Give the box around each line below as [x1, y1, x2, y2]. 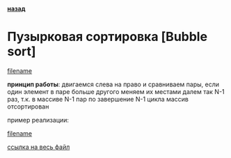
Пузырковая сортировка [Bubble [7, 29, 207, 45]
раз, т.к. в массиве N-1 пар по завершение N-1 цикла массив [7, 95, 189, 103]
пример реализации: [7, 116, 70, 124]
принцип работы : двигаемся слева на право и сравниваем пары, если [7, 80, 219, 88]
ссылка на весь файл [7, 143, 70, 151]
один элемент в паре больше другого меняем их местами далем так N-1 [7, 87, 225, 95]
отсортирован [7, 102, 49, 111]
